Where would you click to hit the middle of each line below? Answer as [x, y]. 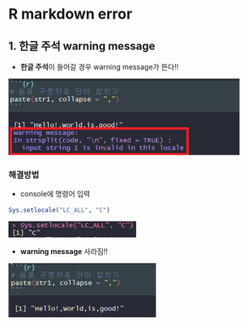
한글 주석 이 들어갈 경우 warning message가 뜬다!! [99, 67]
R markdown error [71, 14]
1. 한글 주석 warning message [82, 46]
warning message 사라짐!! [64, 252]
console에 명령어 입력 [55, 194]
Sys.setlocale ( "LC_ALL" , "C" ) [60, 210]
